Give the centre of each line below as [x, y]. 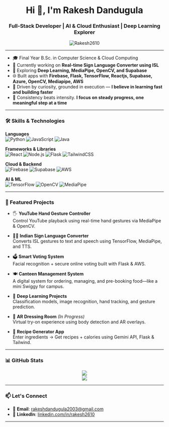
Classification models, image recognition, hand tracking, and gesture [84, 302]
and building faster [33, 92]
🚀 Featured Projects [30, 202]
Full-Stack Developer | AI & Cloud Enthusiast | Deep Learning [84, 26]
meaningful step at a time [40, 103]
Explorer [84, 32]
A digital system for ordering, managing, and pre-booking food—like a [85, 281]
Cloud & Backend [23, 164]
